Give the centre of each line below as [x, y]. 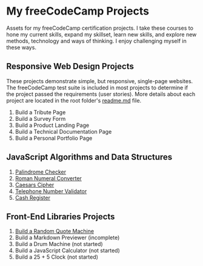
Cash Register [32, 197]
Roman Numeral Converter [48, 178]
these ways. [21, 47]
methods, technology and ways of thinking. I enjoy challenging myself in [96, 41]
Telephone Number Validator [51, 191]
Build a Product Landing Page [52, 125]
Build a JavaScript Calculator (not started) [67, 251]
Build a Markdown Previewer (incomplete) [67, 237]
